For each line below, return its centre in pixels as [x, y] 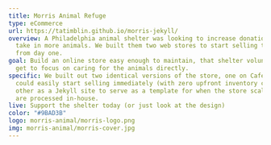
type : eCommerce [35, 23]
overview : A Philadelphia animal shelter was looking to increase [122, 38]
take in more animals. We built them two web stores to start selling [137, 46]
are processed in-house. [57, 98]
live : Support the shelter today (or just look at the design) [117, 106]
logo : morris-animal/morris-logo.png [72, 121]
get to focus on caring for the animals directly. [102, 68]
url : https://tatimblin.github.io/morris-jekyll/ [94, 31]
